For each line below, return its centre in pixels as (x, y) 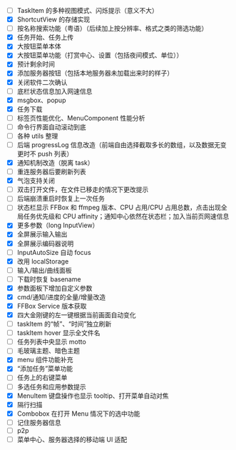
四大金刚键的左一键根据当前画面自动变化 (76, 315)
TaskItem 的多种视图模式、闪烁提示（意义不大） (87, 10)
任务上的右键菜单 (42, 378)
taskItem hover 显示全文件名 (58, 333)
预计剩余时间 (36, 64)
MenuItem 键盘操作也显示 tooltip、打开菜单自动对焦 (93, 396)
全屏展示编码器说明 (45, 243)
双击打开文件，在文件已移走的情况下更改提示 (83, 190)
